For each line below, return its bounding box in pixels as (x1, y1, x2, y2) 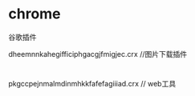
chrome (8, 5, 62, 23)
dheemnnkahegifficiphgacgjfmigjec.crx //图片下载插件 (8, 49, 187, 58)
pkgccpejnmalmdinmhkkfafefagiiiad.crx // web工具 (8, 79, 177, 89)
